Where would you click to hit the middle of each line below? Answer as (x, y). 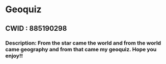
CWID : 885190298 (36, 28)
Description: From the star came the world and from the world (83, 43)
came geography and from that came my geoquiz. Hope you (81, 49)
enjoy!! (14, 56)
